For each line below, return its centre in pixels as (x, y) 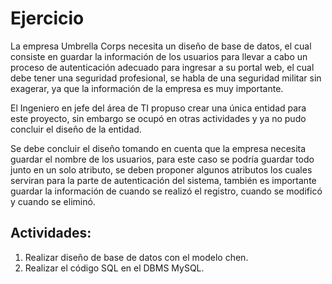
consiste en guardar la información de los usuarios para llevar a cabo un (159, 56)
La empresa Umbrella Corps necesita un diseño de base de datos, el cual (161, 46)
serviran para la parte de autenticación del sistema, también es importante (163, 180)
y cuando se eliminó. (53, 201)
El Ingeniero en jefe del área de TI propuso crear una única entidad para (158, 108)
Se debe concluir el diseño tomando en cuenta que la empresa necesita (158, 148)
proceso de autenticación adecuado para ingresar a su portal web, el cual (162, 67)
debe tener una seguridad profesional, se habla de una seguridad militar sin (166, 78)
